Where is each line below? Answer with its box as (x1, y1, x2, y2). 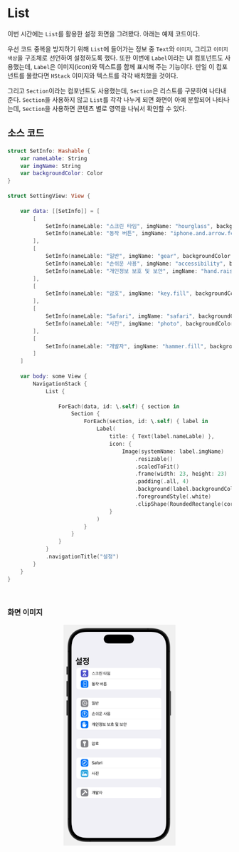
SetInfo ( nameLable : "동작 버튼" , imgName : (45, 230, 167, 237)
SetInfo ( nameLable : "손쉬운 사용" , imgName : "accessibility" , (45, 260, 226, 267)
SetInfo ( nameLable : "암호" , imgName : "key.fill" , (45, 290, 193, 297)
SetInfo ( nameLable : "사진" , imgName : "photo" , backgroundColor (45, 320, 234, 327)
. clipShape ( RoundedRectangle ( (134, 500, 224, 507)
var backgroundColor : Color (20, 170, 103, 177)
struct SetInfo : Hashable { (7, 147, 91, 155)
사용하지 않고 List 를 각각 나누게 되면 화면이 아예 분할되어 (52, 95, 211, 104)
